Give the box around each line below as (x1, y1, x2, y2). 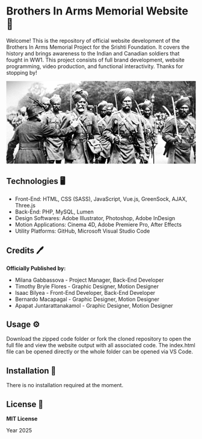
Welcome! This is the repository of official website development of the (6, 37, 180, 44)
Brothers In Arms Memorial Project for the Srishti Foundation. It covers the (6, 43, 190, 51)
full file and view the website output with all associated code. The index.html (6, 342, 195, 349)
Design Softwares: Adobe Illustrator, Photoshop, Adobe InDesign (14, 214, 176, 221)
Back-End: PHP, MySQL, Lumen (14, 208, 94, 215)
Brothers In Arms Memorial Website (6, 4, 188, 18)
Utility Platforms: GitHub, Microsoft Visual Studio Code (14, 227, 150, 235)
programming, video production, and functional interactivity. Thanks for (6, 62, 183, 70)
